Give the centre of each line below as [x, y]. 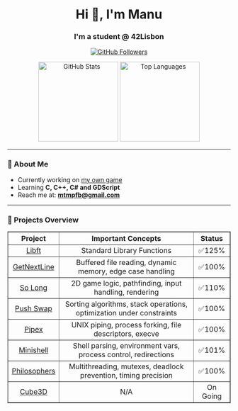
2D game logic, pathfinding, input [126, 283]
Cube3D [34, 392]
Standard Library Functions [126, 251]
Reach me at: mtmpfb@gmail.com [69, 195]
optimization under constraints [126, 313]
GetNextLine [34, 267]
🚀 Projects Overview [43, 220]
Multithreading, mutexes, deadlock [126, 366]
